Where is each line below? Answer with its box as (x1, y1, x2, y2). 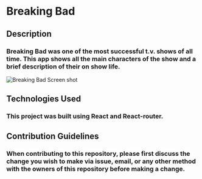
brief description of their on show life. (6, 62, 120, 71)
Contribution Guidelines (6, 131, 99, 141)
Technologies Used (6, 93, 81, 104)
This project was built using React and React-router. (6, 112, 164, 120)
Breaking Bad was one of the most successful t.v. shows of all (6, 47, 193, 56)
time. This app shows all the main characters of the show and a (6, 54, 197, 63)
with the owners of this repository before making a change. (6, 164, 186, 173)
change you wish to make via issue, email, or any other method (6, 157, 197, 166)
